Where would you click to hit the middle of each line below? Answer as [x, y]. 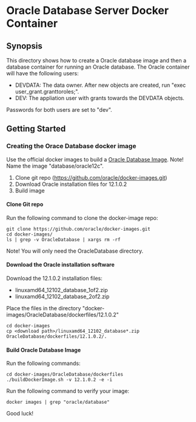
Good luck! [20, 413]
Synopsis [24, 46]
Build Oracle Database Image [43, 350]
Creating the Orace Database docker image [71, 146]
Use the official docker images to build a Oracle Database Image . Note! [95, 159]
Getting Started [36, 129]
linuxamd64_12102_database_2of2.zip [62, 297]
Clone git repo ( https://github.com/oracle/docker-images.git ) [91, 177]
